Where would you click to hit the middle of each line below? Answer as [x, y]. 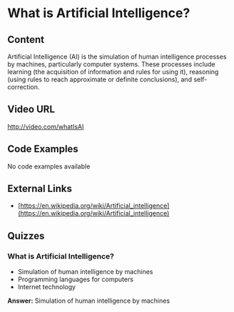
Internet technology [47, 287]
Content [26, 40]
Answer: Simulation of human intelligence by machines [88, 301]
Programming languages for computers [76, 279]
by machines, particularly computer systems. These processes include [111, 64]
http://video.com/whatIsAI [46, 126]
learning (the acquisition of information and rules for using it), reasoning [113, 72]
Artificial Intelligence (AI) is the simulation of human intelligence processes [117, 56]
